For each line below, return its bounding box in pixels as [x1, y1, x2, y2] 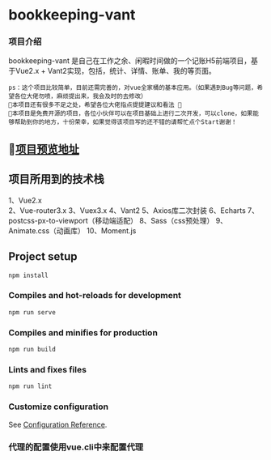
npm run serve [8, 308, 57, 317]
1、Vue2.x [8, 195, 43, 205]
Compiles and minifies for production [8, 326, 158, 338]
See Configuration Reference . [8, 420, 108, 429]
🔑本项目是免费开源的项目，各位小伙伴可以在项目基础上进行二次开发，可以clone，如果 [8, 109, 253, 118]
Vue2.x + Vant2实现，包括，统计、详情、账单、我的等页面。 [15, 66, 216, 76]
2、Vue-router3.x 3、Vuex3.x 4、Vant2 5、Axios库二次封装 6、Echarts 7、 [8, 205, 259, 215]
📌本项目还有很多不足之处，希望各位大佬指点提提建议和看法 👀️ [8, 101, 182, 109]
